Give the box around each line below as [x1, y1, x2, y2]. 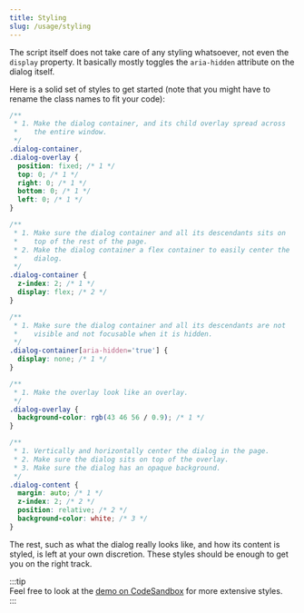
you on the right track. [9, 558, 93, 569]
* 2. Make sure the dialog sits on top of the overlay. [13, 455, 230, 464]
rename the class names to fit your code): [9, 93, 165, 104]
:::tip [9, 576, 26, 587]
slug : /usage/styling [9, 22, 92, 31]
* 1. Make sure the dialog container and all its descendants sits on [13, 228, 286, 237]
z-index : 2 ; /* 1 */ [17, 279, 95, 289]
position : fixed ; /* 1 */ [17, 161, 116, 171]
